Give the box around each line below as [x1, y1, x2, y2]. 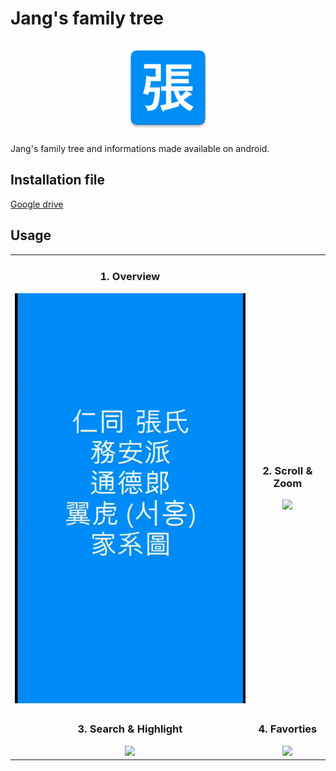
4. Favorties [258, 722, 318, 736]
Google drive [10, 198, 64, 210]
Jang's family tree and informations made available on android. [10, 142, 270, 154]
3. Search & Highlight [77, 722, 183, 736]
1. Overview [99, 270, 161, 284]
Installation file [10, 172, 106, 189]
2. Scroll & [262, 463, 313, 477]
